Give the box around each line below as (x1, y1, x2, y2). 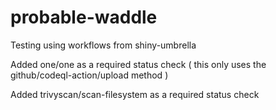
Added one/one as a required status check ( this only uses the (10, 58, 267, 70)
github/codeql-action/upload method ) (10, 69, 169, 81)
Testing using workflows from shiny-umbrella (10, 39, 197, 51)
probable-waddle (10, 6, 158, 29)
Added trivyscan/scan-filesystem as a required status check (10, 88, 260, 100)
